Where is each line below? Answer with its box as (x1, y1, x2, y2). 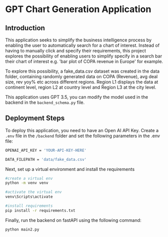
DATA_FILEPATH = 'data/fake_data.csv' (5, 157, 87, 162)
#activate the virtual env (5, 190, 62, 195)
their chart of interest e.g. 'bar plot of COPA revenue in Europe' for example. (5, 58, 163, 64)
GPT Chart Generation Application (5, 4, 151, 15)
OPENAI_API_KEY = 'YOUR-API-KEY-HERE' (5, 148, 87, 153)
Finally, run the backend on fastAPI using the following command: (5, 217, 142, 223)
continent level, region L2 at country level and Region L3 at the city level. (5, 84, 156, 90)
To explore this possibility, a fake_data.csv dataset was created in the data (5, 68, 160, 74)
